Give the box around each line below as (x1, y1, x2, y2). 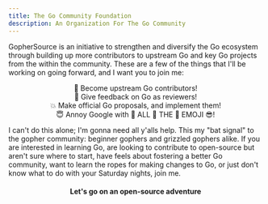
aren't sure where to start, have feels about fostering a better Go (8, 151, 224, 160)
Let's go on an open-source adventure (69, 187, 202, 197)
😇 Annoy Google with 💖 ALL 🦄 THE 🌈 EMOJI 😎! (56, 109, 216, 119)
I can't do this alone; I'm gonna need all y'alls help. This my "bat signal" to (8, 125, 254, 134)
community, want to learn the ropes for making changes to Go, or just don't (8, 159, 259, 169)
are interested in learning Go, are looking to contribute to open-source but (8, 142, 255, 152)
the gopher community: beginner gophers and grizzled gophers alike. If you (8, 134, 261, 143)
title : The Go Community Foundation (8, 11, 132, 20)
